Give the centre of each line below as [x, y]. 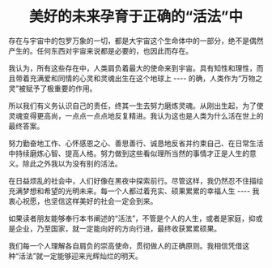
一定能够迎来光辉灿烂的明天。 [93, 256]
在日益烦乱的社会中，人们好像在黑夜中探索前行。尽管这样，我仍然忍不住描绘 [136, 180]
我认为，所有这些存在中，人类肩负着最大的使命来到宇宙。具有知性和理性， [132, 68]
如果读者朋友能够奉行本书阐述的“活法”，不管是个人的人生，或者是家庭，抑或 [136, 218]
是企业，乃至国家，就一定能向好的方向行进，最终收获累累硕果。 [115, 228]
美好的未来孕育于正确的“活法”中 [136, 17]
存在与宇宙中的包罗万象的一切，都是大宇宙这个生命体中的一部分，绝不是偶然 [136, 41]
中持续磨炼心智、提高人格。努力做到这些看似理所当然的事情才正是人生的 [129, 153]
